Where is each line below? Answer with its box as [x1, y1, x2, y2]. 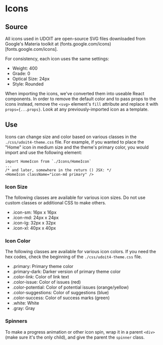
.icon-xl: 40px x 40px [12, 225, 56, 231]
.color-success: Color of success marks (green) [12, 295, 110, 301]
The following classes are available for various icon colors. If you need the [5, 249, 157, 255]
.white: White [12, 300, 40, 306]
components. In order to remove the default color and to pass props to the [5, 96, 157, 102]
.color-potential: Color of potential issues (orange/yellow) [12, 284, 129, 290]
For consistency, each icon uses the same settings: [5, 56, 110, 62]
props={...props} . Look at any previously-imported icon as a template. [5, 107, 149, 112]
